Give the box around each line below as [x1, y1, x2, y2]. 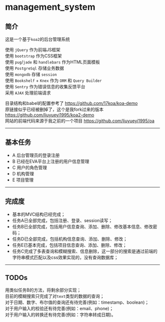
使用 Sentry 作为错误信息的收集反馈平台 [5, 84, 85, 90]
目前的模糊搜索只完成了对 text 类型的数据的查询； [5, 293, 105, 299]
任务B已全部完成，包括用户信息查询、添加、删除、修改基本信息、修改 [12, 224, 153, 229]
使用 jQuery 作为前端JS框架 [5, 47, 60, 53]
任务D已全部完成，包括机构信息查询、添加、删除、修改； [12, 236, 128, 242]
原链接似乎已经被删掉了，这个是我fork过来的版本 [5, 106, 104, 112]
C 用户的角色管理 [12, 164, 47, 170]
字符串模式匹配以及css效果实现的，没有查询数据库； [12, 254, 119, 260]
